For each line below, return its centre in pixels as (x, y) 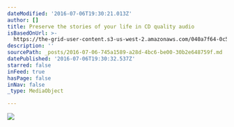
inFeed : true (26, 71)
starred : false (29, 65)
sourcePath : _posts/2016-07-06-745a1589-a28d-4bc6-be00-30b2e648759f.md (115, 53)
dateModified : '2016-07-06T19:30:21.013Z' (70, 14)
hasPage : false (29, 78)
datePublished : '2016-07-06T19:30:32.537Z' (71, 59)
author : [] (23, 20)
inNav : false (26, 85)
